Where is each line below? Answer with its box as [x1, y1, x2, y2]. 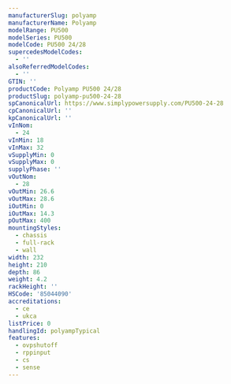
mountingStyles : [8, 224, 61, 233]
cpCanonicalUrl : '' [8, 107, 73, 115]
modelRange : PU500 [8, 26, 69, 34]
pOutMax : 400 [8, 217, 51, 225]
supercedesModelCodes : [8, 48, 83, 56]
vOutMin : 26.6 [8, 187, 55, 196]
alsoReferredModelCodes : [8, 63, 90, 71]
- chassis [15, 232, 47, 240]
